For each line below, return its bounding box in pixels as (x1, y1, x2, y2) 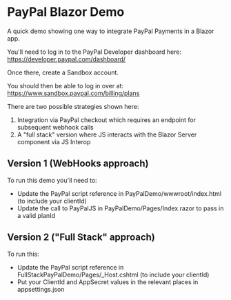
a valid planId (17, 211, 55, 219)
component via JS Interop (17, 137, 91, 146)
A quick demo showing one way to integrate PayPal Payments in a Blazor (7, 27, 214, 35)
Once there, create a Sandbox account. (7, 68, 119, 77)
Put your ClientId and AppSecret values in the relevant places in (17, 277, 199, 286)
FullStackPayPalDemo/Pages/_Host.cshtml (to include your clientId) (17, 270, 210, 279)
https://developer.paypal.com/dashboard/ (7, 54, 126, 63)
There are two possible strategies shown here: (7, 102, 139, 110)
